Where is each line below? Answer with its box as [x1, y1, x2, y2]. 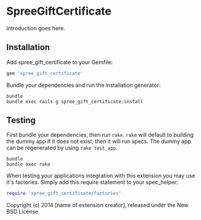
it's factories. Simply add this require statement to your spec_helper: [6, 178, 178, 186]
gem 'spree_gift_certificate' [6, 70, 84, 76]
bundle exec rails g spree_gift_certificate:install [6, 98, 144, 105]
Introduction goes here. [6, 24, 65, 32]
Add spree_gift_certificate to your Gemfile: [6, 58, 113, 65]
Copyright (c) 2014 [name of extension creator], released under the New [6, 202, 189, 209]
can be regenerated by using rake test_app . [6, 144, 118, 152]
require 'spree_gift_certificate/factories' [6, 191, 122, 197]
